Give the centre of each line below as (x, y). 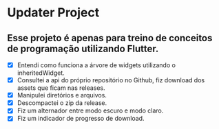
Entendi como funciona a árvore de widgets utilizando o (96, 65)
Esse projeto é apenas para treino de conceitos (110, 38)
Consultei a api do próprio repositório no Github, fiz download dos (111, 80)
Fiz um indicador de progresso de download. (81, 119)
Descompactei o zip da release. (62, 103)
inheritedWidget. (41, 73)
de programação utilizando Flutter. (83, 48)
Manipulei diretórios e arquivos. (62, 95)
